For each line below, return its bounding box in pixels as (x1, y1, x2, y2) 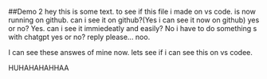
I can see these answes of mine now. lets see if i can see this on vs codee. (8, 48, 253, 57)
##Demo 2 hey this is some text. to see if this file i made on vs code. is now (8, 7, 257, 16)
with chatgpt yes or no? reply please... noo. (8, 32, 151, 41)
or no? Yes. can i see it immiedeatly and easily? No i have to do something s (8, 24, 257, 33)
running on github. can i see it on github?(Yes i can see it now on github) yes (8, 15, 260, 25)
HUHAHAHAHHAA (8, 63, 69, 73)
